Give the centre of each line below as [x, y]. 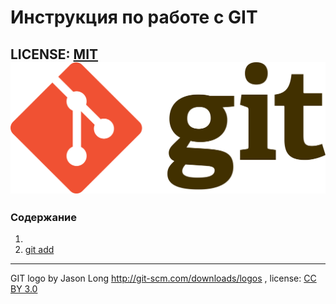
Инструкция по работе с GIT [134, 17]
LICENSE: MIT [54, 54]
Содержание [44, 217]
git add [39, 250]
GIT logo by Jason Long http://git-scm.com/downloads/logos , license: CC [163, 278]
